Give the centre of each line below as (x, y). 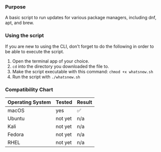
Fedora (16, 134)
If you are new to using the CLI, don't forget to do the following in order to (80, 46)
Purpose (15, 7)
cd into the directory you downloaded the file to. (61, 66)
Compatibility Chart (29, 90)
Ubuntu (16, 118)
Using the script (25, 35)
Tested (64, 102)
